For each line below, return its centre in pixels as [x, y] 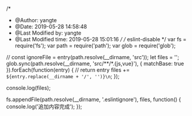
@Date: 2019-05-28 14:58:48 [51, 27]
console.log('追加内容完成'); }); [44, 106]
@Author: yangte [36, 20]
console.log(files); [28, 88]
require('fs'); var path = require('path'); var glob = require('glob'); [95, 45]
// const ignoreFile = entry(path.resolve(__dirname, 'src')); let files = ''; [93, 57]
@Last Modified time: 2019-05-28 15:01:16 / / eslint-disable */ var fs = [100, 39]
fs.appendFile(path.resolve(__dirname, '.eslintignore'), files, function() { [94, 99]
